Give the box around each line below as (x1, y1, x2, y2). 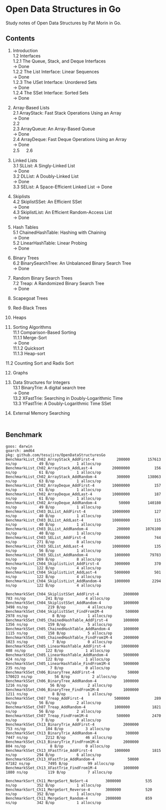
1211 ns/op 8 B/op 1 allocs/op (5, 691, 112, 696)
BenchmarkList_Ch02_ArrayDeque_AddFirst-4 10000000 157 (5, 483, 162, 488)
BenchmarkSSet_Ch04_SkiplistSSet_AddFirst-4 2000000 (5, 591, 139, 596)
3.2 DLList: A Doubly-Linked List (12, 173, 79, 179)
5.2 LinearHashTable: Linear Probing (12, 240, 87, 246)
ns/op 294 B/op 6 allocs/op (5, 752, 101, 757)
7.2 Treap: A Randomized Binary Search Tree (12, 280, 105, 286)
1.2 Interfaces (12, 53, 41, 59)
